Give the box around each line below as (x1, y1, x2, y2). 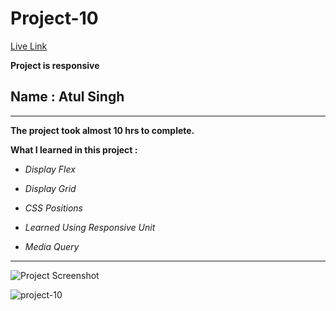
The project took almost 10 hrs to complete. (10, 124, 195, 136)
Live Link (10, 40, 48, 52)
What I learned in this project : (10, 143, 138, 156)
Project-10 (10, 7, 99, 30)
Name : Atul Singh (10, 88, 125, 106)
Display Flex (24, 163, 76, 175)
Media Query (24, 240, 80, 252)
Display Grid (24, 182, 77, 194)
